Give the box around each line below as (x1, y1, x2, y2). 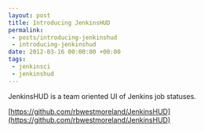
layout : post (8, 11, 51, 20)
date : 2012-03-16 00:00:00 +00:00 (8, 48, 122, 56)
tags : (8, 56, 26, 64)
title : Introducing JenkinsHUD (8, 19, 111, 27)
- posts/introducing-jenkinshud (11, 33, 118, 42)
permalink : (8, 26, 44, 34)
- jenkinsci (11, 63, 51, 71)
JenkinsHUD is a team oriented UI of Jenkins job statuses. (8, 91, 196, 101)
